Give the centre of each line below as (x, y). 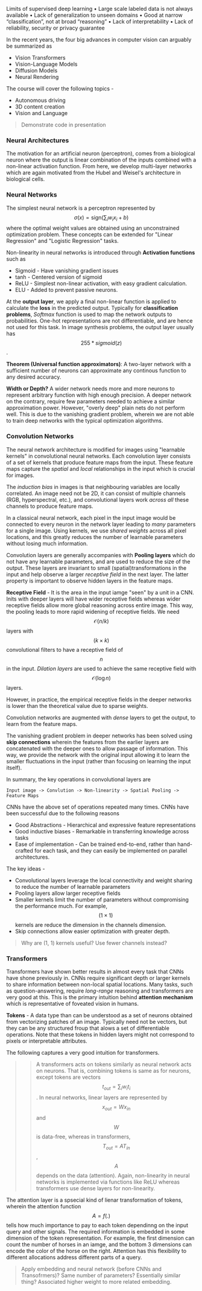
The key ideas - (26, 868)
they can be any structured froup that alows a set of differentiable (88, 1028)
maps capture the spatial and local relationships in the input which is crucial (101, 469)
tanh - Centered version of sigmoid (58, 277)
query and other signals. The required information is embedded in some (96, 1232)
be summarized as (29, 46)
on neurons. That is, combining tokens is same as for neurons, (113, 1070)
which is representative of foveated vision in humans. (72, 1003)
